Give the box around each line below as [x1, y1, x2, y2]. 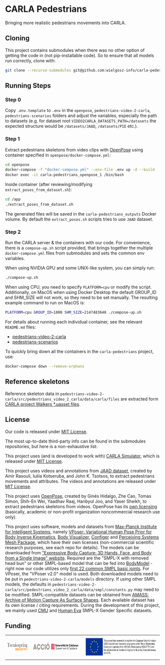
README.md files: [5, 324, 36, 330]
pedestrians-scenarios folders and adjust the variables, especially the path [5, 112, 157, 119]
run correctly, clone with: [5, 58, 55, 64]
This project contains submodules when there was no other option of [5, 47, 145, 53]
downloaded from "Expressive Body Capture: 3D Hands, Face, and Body [5, 550, 152, 555]
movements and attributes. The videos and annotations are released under [5, 478, 156, 484]
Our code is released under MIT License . [5, 428, 87, 435]
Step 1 [5, 136, 20, 143]
